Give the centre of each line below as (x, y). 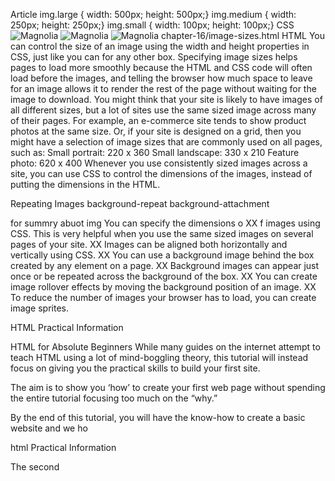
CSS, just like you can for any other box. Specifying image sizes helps (154, 57)
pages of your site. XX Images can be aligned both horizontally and (149, 244)
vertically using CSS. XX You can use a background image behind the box (162, 255)
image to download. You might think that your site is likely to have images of (166, 99)
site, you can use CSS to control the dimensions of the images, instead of (161, 173)
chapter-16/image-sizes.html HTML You (243, 35)
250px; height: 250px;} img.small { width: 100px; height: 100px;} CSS (152, 25)
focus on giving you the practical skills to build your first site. (135, 368)
